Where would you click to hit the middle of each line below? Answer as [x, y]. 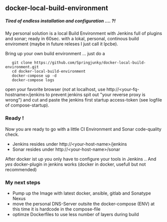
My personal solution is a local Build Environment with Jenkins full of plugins [84, 33]
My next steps [23, 182]
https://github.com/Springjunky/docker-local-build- [90, 63]
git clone [22, 63]
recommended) [21, 169]
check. [12, 134]
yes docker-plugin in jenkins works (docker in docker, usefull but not [76, 164]
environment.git [22, 67]
